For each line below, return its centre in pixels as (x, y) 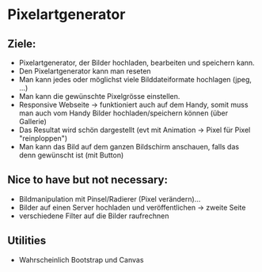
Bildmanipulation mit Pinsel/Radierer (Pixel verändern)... (110, 198)
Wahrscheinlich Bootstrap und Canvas (81, 259)
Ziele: (22, 44)
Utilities (27, 241)
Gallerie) (32, 121)
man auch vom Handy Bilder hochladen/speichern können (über (123, 113)
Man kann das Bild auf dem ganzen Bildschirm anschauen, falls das (129, 147)
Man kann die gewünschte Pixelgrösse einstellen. (99, 96)
